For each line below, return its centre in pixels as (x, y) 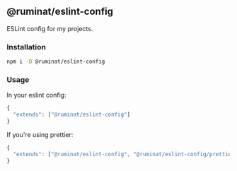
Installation (27, 47)
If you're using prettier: (40, 134)
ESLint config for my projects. (50, 28)
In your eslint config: (36, 95)
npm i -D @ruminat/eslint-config (56, 62)
